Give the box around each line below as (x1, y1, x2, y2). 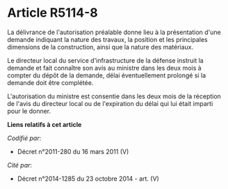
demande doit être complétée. (7, 78, 94, 86)
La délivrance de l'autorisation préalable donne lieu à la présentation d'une (7, 28, 221, 36)
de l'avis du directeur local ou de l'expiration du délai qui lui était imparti (7, 99, 213, 107)
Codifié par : (7, 134, 42, 142)
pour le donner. (7, 107, 51, 115)
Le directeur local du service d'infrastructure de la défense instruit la (7, 56, 204, 64)
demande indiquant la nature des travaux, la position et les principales (7, 35, 208, 43)
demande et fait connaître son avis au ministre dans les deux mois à (7, 63, 202, 72)
